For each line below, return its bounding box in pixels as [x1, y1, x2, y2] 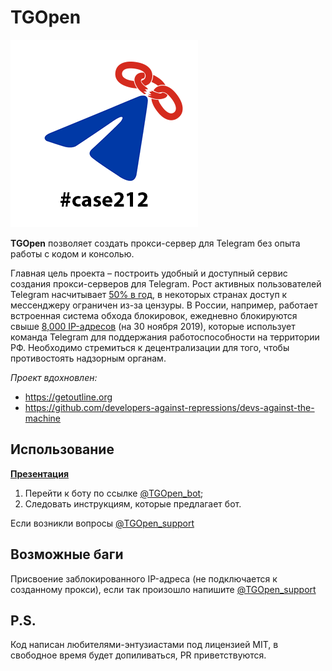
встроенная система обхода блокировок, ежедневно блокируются [10, 309, 298, 321]
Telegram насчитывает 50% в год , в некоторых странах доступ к [10, 288, 288, 300]
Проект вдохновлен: [10, 371, 98, 383]
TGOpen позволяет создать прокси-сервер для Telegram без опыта [10, 237, 301, 249]
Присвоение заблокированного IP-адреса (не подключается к [10, 572, 278, 585]
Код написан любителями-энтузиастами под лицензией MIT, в [10, 639, 279, 651]
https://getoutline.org [24, 391, 113, 403]
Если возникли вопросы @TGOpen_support [10, 517, 195, 529]
